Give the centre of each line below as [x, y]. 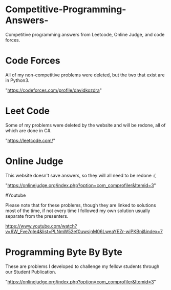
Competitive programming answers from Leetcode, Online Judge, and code [85, 34]
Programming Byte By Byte [64, 252]
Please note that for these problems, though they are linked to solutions [81, 205]
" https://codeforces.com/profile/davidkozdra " [54, 90]
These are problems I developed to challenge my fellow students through [82, 266]
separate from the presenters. [37, 216]
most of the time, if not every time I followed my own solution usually [78, 211]
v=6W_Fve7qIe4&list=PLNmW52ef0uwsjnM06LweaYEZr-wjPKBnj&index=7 [84, 231]
